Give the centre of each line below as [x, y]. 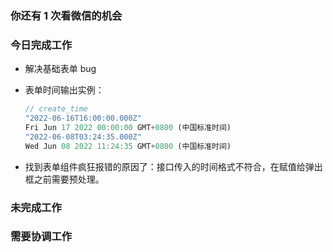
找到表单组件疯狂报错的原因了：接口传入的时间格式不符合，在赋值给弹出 [173, 166]
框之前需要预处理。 [64, 179]
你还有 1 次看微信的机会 [66, 15]
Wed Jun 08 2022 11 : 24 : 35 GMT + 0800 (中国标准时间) [128, 146]
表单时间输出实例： [64, 90]
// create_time [56, 109]
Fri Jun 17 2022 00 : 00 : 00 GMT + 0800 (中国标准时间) [128, 127]
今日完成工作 [41, 45]
